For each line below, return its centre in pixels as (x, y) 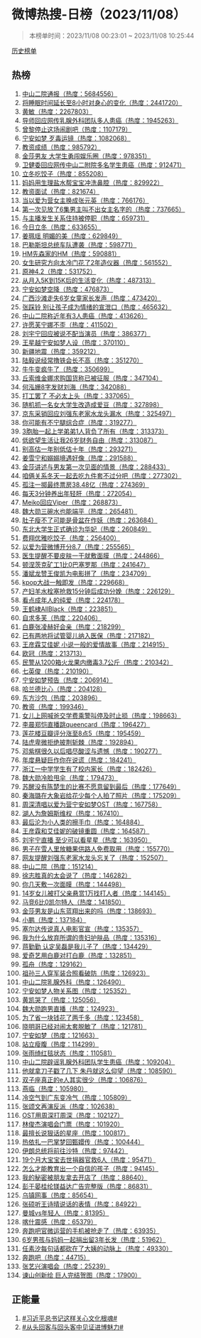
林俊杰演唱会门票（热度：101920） (73, 1124)
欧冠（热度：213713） (54, 653)
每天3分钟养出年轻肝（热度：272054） (79, 493)
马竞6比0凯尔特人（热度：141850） (74, 902)
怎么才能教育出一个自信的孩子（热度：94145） (90, 1168)
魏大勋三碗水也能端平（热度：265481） (80, 511)
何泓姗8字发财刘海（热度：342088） (76, 387)
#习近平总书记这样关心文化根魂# (70, 1318)
